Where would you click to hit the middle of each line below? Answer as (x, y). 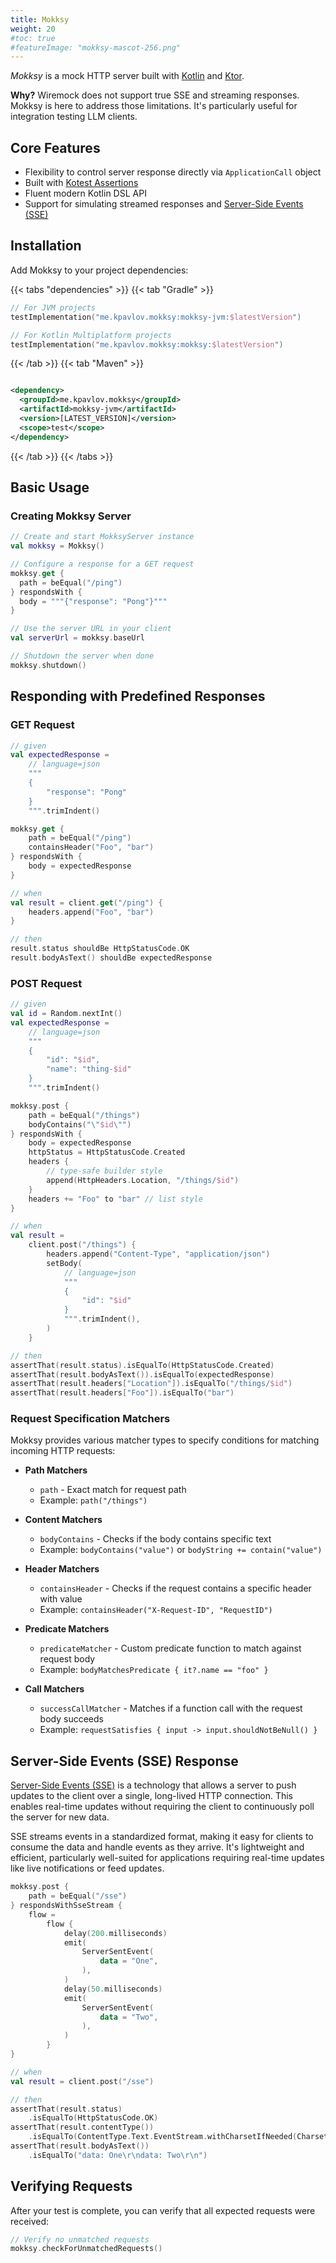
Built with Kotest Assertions (81, 183)
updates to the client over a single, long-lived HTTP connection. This (152, 1796)
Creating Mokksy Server (71, 516)
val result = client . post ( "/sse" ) (82, 2081)
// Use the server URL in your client (91, 629)
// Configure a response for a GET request (102, 564)
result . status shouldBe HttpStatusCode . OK (100, 949)
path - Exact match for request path (113, 1490)
